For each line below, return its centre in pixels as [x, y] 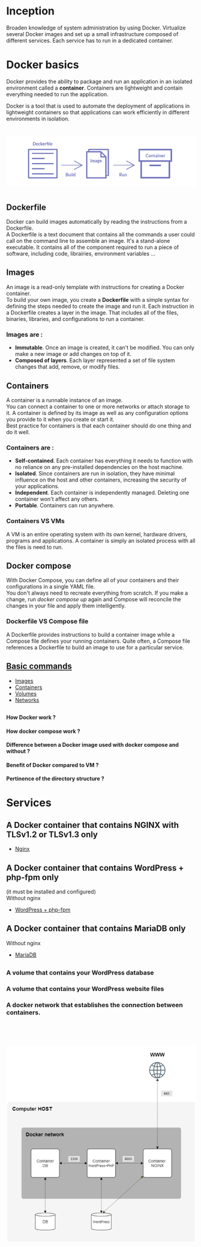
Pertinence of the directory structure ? [55, 779]
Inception [31, 11]
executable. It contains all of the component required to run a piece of [93, 247]
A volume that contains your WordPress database [80, 973]
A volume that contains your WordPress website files [85, 989]
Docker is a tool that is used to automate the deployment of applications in [98, 106]
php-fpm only [32, 877]
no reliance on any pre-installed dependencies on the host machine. [99, 467]
